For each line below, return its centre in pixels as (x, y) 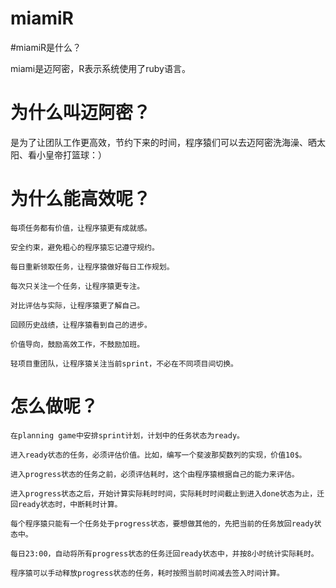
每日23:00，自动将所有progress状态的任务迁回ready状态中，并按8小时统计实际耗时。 (164, 553)
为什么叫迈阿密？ (81, 113)
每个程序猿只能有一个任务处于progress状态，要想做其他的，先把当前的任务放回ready (162, 523)
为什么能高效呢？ (81, 199)
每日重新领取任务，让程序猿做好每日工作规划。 (92, 267)
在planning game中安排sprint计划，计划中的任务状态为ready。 (127, 435)
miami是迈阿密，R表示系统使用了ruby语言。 (100, 68)
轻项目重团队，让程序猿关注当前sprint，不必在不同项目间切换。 (124, 363)
